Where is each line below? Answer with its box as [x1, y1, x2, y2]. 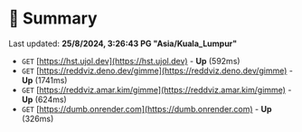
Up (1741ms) [21, 74, 68, 85]
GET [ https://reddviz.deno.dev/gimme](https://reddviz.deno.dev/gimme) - [21, 65, 294, 76]
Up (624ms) [21, 94, 67, 105]
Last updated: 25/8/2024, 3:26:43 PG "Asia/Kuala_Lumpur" [8, 38, 238, 49]
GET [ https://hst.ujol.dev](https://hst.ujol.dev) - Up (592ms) [21, 55, 241, 66]
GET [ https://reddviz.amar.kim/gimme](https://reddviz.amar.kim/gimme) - [21, 84, 292, 95]
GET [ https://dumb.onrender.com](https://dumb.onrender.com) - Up [21, 103, 272, 114]
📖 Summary [8, 8, 98, 29]
